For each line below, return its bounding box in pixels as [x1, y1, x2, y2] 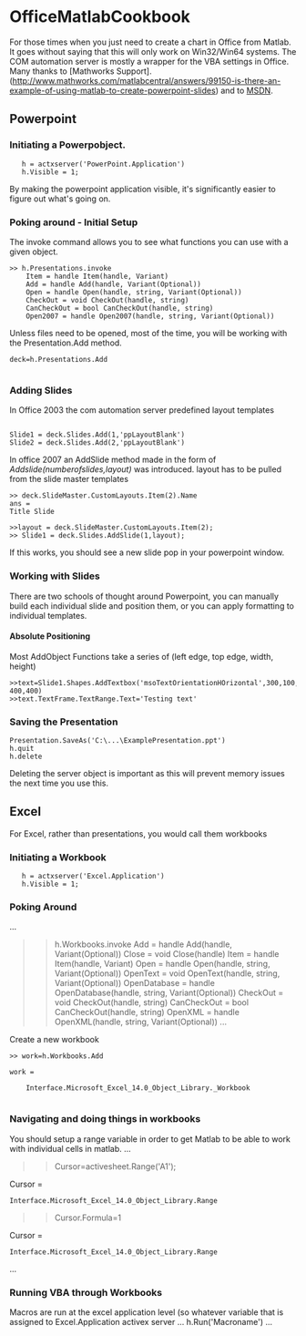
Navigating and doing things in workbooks [9, 1113, 201, 1125]
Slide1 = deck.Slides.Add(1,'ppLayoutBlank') [9, 430, 185, 439]
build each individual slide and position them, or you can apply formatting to [9, 600, 294, 611]
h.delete [9, 752, 43, 762]
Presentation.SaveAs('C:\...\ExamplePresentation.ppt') [9, 736, 226, 745]
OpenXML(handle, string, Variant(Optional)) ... [54, 1016, 228, 1027]
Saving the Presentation [9, 715, 118, 728]
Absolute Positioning [9, 631, 91, 642]
